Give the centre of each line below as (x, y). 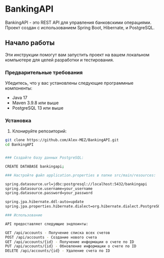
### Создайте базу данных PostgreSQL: (44, 158)
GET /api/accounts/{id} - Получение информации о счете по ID (70, 242)
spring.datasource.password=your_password (49, 193)
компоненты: (19, 88)
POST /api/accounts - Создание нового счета (51, 237)
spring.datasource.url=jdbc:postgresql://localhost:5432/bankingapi (76, 184)
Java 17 (20, 98)
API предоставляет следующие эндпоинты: (47, 224)
